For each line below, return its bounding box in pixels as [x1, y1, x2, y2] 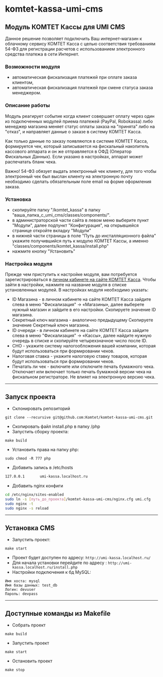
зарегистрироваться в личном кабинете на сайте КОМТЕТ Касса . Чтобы [5, 276, 156, 283]
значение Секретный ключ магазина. [12, 322, 90, 328]
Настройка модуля [5, 260, 52, 267]
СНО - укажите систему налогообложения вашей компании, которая [12, 343, 156, 349]
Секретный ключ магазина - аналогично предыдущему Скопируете [12, 317, 154, 323]
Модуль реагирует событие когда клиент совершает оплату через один [5, 113, 155, 119]
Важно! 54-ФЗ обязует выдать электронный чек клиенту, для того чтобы [5, 168, 157, 174]
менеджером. [12, 90, 41, 96]
